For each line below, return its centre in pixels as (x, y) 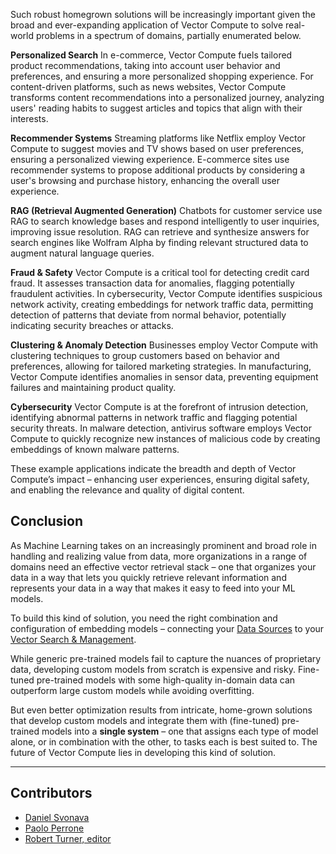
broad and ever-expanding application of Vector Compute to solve (147, 25)
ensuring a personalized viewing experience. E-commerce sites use (150, 159)
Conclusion (47, 521)
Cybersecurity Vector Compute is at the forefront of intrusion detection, (159, 407)
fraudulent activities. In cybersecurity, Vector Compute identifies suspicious (166, 293)
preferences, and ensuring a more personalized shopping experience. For (162, 76)
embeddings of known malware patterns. (95, 449)
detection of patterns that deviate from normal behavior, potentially (148, 315)
